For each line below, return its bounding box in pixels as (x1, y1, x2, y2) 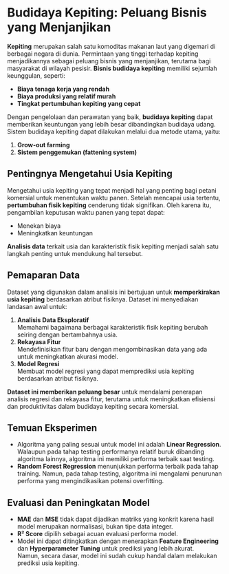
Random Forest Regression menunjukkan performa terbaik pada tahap (17, 463, 219, 471)
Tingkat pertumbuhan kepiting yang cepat (17, 99, 141, 107)
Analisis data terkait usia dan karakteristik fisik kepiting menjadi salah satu (7, 242, 219, 251)
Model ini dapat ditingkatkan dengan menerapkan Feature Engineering (17, 537, 219, 545)
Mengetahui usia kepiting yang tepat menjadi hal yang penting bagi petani (7, 186, 217, 194)
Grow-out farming (17, 140, 70, 149)
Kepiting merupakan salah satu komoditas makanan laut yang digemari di (7, 42, 216, 50)
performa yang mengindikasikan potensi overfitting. (17, 477, 164, 485)
